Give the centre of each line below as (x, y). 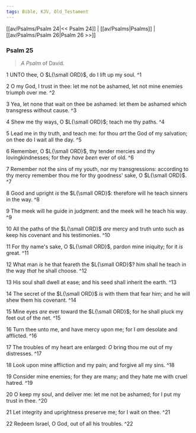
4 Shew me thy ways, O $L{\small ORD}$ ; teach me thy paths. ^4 (85, 122)
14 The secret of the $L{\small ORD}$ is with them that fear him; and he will (98, 293)
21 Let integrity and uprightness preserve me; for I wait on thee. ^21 (88, 412)
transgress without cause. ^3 (41, 110)
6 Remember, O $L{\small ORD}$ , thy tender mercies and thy (81, 151)
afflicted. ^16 (22, 336)
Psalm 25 (20, 50)
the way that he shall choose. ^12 (46, 270)
